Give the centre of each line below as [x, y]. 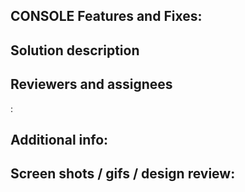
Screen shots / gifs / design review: [123, 174]
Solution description [75, 50]
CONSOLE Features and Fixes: [106, 16]
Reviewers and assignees [91, 84]
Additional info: [59, 139]
